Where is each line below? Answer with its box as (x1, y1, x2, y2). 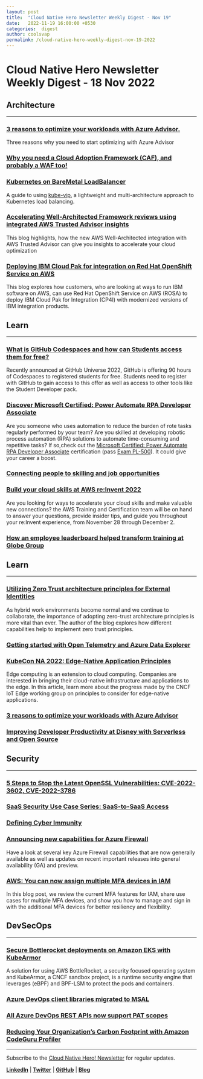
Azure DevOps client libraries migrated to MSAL (6, 995, 150, 1003)
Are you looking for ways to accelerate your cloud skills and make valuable (6, 499, 192, 507)
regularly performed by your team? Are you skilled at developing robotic (6, 429, 185, 436)
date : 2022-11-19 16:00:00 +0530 (6, 20, 96, 26)
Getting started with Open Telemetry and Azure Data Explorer (6, 640, 191, 649)
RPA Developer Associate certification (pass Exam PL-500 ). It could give (6, 448, 186, 455)
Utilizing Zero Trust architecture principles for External (6, 585, 170, 593)
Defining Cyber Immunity (6, 818, 82, 827)
